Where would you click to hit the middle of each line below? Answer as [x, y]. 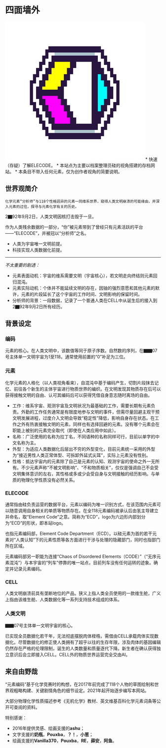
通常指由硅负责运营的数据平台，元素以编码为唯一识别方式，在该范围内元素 [81, 505]
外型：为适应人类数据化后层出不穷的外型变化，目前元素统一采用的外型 [84, 449]
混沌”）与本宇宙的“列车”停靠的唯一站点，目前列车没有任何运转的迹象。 [82, 563]
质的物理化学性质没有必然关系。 [45, 480]
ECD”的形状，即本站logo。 [39, 523]
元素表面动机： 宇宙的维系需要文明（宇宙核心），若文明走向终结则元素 [83, 275]
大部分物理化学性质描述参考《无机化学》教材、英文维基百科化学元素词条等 [81, 701]
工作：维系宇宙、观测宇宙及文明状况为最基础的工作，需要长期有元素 [82, 405]
